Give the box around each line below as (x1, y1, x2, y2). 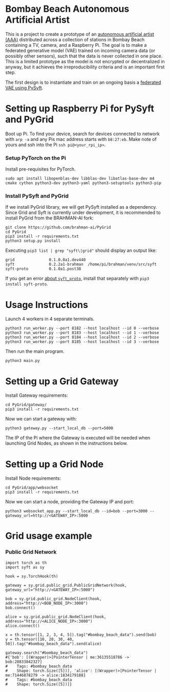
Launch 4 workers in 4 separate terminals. (5, 316, 95, 322)
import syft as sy (5, 564, 45, 570)
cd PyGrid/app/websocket (5, 485, 58, 490)
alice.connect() (5, 623, 40, 628)
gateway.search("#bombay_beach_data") (5, 650, 88, 655)
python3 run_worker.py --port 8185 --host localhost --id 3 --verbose (5, 339, 159, 344)
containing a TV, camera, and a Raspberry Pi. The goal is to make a (5, 42, 147, 48)
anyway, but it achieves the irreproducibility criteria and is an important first (5, 64, 165, 70)
